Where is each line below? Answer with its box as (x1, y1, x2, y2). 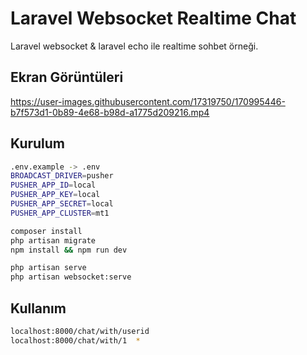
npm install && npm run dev (10, 245, 128, 255)
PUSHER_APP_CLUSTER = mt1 (10, 208, 110, 218)
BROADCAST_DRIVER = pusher (10, 171, 114, 181)
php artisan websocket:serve (10, 272, 132, 282)
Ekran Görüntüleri (10, 69, 124, 86)
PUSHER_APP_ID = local (10, 180, 97, 191)
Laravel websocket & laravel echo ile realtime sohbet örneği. (10, 40, 259, 52)
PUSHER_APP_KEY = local (10, 190, 101, 200)
